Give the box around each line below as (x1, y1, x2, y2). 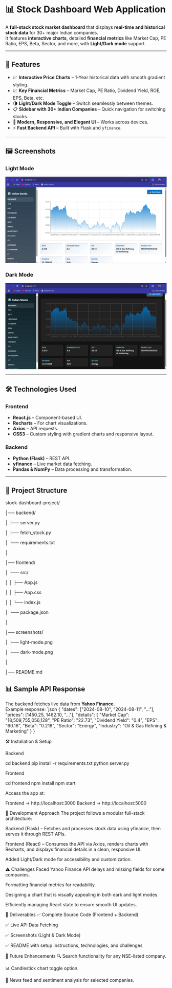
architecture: (5, 815, 32, 822)
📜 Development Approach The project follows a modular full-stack (5, 810, 145, 816)
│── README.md (5, 669, 42, 675)
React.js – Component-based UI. (12, 414, 83, 421)
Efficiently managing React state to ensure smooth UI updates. (5, 902, 137, 908)
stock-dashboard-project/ (5, 500, 60, 506)
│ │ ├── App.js (5, 579, 38, 586)
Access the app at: (5, 790, 45, 796)
